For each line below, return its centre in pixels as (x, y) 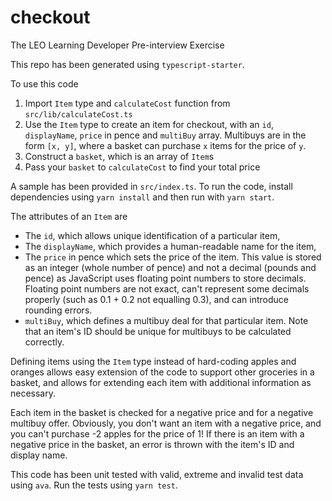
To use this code (44, 83)
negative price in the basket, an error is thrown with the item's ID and (152, 444)
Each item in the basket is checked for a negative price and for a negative (162, 412)
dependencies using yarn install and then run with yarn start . (142, 197)
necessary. (33, 393)
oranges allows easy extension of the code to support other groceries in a (162, 372)
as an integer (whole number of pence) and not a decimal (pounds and (170, 267)
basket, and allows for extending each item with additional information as (161, 382)
